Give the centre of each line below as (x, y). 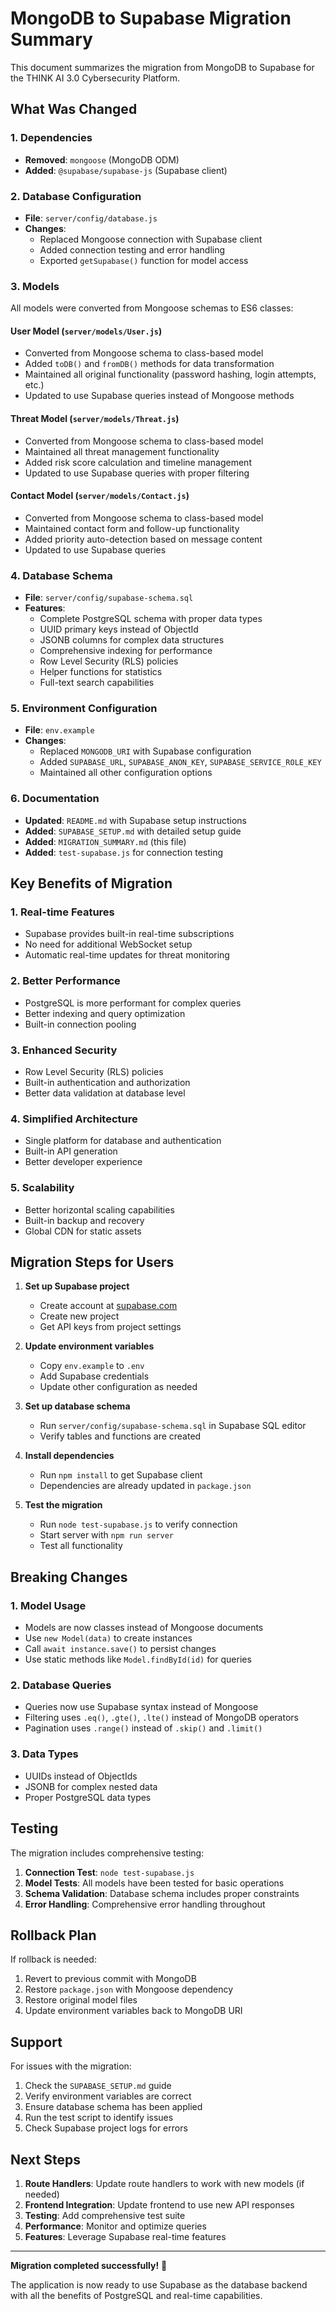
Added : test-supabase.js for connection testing (124, 852)
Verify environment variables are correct (108, 2096)
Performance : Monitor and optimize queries (115, 2226)
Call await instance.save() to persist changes (120, 1649)
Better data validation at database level (105, 1093)
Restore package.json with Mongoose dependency (129, 1989)
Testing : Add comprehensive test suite (105, 2215)
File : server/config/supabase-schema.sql (109, 598)
